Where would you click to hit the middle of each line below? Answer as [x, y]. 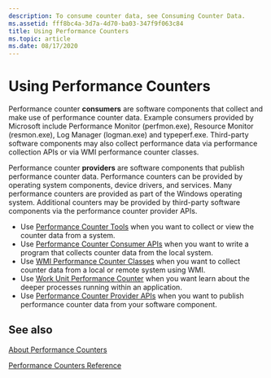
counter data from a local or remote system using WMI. [113, 270]
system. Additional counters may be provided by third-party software [125, 202]
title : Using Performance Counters [69, 31]
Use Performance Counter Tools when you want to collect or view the [137, 227]
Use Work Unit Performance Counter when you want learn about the [135, 279]
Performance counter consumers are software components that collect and [135, 109]
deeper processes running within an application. [101, 287]
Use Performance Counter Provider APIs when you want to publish [132, 296]
